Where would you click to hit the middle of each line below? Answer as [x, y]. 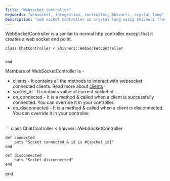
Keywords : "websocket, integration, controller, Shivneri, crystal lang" [85, 15]
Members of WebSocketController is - [45, 71]
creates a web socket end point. [39, 39]
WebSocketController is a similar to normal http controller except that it [79, 34]
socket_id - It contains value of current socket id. [63, 92]
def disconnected [24, 156]
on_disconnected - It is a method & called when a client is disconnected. [88, 108]
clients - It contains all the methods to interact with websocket [77, 81]
